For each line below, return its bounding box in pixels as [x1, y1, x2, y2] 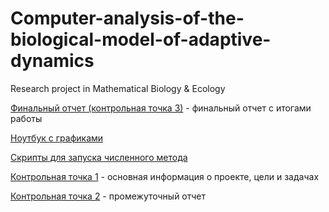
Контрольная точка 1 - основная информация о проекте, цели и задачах [10, 170, 320, 182]
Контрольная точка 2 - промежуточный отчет [10, 190, 207, 202]
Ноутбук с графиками [10, 132, 104, 144]
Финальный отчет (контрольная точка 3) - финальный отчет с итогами [10, 102, 312, 114]
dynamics [10, 50, 95, 72]
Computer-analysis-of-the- [10, 7, 245, 30]
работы [10, 112, 43, 124]
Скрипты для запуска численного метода [10, 151, 188, 163]
